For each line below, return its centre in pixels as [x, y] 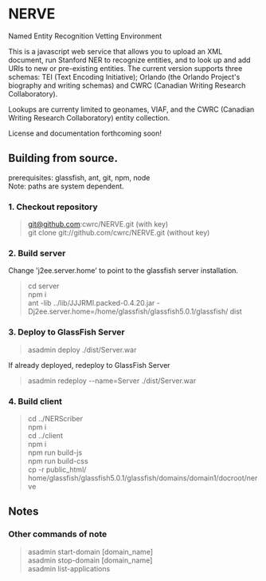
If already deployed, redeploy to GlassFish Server [89, 365]
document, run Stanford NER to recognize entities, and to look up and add [129, 60]
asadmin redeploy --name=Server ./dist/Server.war [112, 381]
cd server [43, 286]
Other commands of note [58, 534]
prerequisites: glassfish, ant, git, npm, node [79, 177]
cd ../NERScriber [55, 418]
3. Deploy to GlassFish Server [66, 332]
